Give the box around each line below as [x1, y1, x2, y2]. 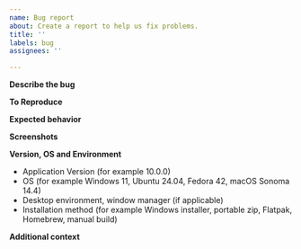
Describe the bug [9, 79, 75, 90]
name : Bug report [9, 13, 75, 22]
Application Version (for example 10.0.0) [22, 166, 171, 177]
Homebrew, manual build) [22, 214, 119, 225]
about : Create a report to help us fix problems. [9, 22, 199, 31]
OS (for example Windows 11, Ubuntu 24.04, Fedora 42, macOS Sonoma [22, 176, 290, 187]
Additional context [9, 231, 81, 243]
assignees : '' [9, 47, 63, 56]
